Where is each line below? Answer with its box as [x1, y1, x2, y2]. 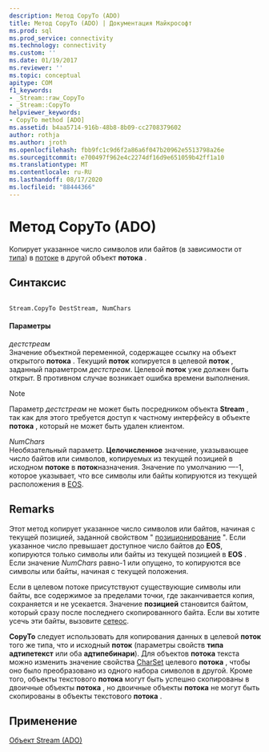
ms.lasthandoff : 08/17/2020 [9, 176, 103, 184]
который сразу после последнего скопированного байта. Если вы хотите [9, 607, 260, 617]
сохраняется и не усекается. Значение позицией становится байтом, [9, 599, 249, 608]
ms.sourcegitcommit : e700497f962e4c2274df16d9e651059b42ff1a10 [9, 153, 225, 161]
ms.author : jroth [9, 138, 67, 147]
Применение [9, 714, 78, 728]
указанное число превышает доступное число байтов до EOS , [9, 540, 223, 550]
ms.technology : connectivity [9, 42, 106, 50]
